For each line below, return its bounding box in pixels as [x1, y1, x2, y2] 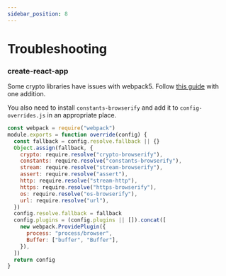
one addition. [7, 90, 46, 98]
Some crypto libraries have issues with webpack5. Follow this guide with [7, 82, 220, 91]
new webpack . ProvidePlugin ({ [20, 224, 106, 231]
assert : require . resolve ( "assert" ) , [20, 171, 129, 178]
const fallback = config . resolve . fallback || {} [13, 137, 160, 145]
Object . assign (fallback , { [13, 144, 94, 151]
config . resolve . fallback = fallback [13, 210, 122, 217]
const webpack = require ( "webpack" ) [7, 125, 115, 132]
